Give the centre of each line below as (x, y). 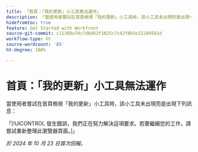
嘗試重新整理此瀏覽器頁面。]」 (42, 131)
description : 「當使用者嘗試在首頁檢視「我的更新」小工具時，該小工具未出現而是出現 (98, 17)
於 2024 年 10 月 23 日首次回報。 (46, 143)
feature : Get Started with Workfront (52, 28)
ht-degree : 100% (26, 50)
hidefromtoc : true (29, 22)
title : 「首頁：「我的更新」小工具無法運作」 (54, 11)
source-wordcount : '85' (35, 45)
